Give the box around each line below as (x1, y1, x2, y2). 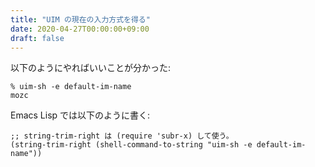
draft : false (10, 33, 65, 43)
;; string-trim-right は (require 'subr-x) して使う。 (10, 131, 234, 141)
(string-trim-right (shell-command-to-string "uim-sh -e (10, 140, 253, 150)
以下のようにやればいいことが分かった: (10, 62, 172, 74)
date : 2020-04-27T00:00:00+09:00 (10, 24, 150, 34)
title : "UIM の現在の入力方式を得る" (10, 14, 151, 25)
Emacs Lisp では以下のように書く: (10, 109, 151, 121)
